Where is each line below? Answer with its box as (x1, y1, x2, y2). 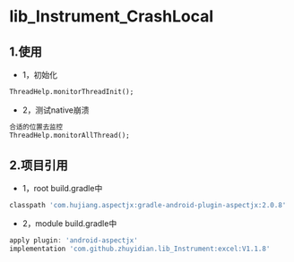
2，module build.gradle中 (22, 218, 117, 229)
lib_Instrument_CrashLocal (9, 6, 213, 27)
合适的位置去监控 (9, 123, 64, 131)
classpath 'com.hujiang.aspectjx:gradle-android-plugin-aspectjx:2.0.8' (9, 201, 287, 210)
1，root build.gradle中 (22, 183, 103, 194)
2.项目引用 (9, 158, 69, 173)
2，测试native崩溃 (22, 105, 90, 115)
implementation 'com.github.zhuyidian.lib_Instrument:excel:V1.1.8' (9, 244, 271, 254)
